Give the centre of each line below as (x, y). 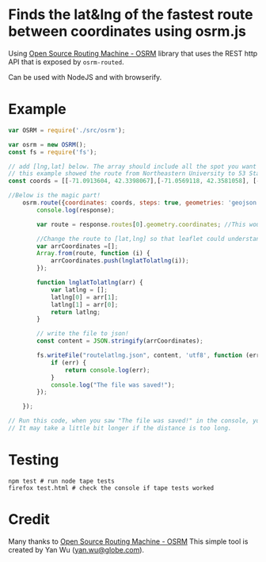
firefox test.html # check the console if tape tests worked (111, 488)
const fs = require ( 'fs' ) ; (53, 152)
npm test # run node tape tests (61, 481)
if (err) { (68, 362)
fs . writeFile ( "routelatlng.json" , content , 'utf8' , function (140, 355)
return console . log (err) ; (107, 370)
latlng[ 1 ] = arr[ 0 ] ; (84, 304)
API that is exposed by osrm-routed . (66, 62)
